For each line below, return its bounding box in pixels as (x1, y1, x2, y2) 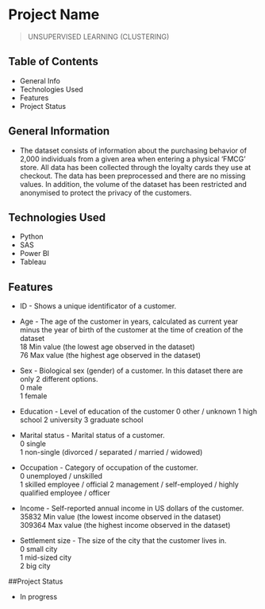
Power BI (19, 249, 50, 258)
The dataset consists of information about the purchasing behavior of (19, 145, 248, 155)
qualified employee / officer (19, 488, 110, 498)
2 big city (19, 561, 51, 571)
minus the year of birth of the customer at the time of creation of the (19, 325, 244, 335)
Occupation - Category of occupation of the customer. (19, 463, 198, 472)
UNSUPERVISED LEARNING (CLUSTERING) (27, 32, 170, 41)
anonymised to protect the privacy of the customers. (19, 188, 192, 197)
